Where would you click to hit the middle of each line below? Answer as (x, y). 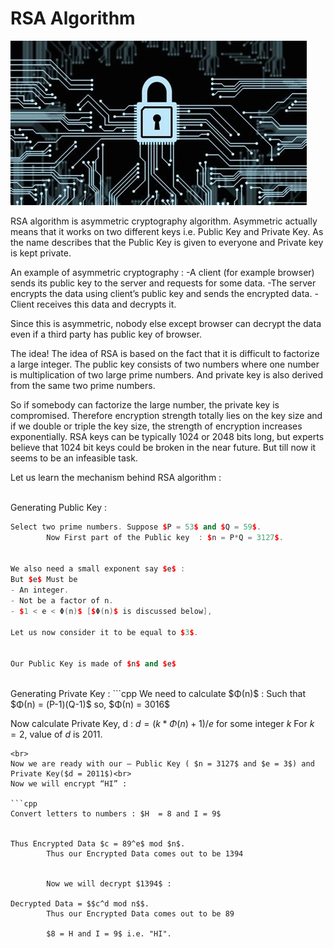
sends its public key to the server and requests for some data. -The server (163, 283)
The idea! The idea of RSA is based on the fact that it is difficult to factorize (165, 353)
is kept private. (41, 253)
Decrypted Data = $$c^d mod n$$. (80, 904)
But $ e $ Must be (44, 580)
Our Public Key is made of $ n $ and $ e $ (93, 664)
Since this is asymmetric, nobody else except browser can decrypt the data (166, 323)
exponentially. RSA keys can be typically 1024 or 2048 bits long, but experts (167, 436)
